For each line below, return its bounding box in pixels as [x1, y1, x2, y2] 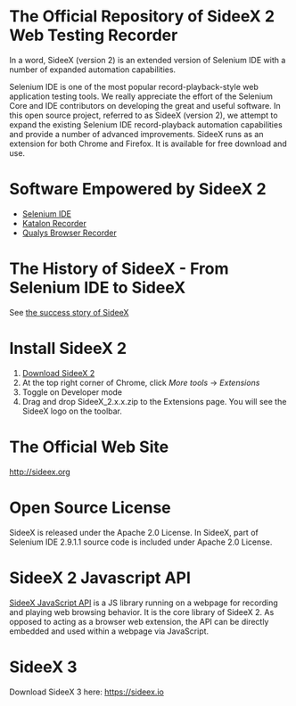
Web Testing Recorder [9, 25, 178, 45]
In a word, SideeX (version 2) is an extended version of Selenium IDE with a [9, 54, 286, 65]
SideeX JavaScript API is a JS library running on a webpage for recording [9, 597, 278, 608]
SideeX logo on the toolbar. [21, 406, 123, 416]
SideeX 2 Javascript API [9, 568, 192, 587]
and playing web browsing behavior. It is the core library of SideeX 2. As [9, 606, 275, 617]
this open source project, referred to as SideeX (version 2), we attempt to [9, 110, 278, 120]
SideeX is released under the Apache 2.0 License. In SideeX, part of [9, 527, 259, 538]
